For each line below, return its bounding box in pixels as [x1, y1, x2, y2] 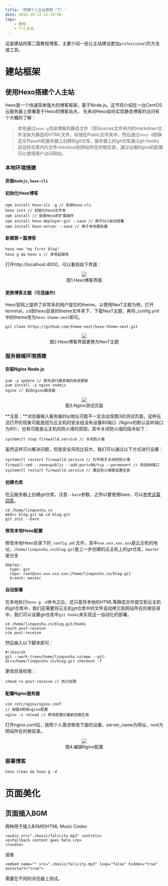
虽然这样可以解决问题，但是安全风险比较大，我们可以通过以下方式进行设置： [5, 446, 163, 453]
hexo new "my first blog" [5, 247, 59, 252]
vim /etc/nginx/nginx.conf [5, 702, 62, 707]
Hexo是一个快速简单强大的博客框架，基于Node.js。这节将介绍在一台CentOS [5, 102, 162, 108]
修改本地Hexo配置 [5, 527, 43, 534]
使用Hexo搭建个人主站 [5, 87, 75, 96]
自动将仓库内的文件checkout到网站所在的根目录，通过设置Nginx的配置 [17, 144, 163, 150]
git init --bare [5, 516, 39, 521]
